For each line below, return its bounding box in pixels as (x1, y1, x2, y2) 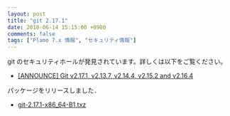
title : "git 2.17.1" (7, 17, 69, 24)
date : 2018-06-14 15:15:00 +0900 (7, 23, 106, 31)
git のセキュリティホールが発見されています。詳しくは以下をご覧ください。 (7, 58, 227, 66)
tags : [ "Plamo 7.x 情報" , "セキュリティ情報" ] (7, 37, 137, 44)
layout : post (7, 10, 46, 18)
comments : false (7, 30, 55, 38)
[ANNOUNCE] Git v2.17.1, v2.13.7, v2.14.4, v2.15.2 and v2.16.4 (17, 72, 194, 80)
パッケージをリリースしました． (7, 86, 101, 95)
